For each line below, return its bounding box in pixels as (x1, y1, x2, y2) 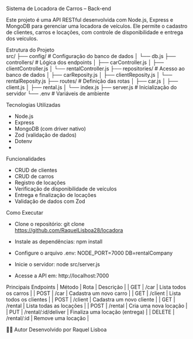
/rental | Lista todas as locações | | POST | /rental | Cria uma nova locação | (6, 302, 188, 309)
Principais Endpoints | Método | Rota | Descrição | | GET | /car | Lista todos (6, 284, 186, 290)
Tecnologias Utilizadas (6, 101, 61, 108)
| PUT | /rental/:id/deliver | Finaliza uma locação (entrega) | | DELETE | (6, 309, 175, 316)
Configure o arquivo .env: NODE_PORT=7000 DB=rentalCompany (14, 249, 173, 256)
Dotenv (14, 138, 32, 144)
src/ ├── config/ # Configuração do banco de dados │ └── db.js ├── (6, 53, 177, 59)
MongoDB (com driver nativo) (14, 126, 87, 132)
